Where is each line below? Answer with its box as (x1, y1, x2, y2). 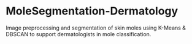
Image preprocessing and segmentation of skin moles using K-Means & (6, 24, 186, 31)
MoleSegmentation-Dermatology (6, 4, 179, 18)
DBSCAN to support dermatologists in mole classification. (6, 30, 152, 37)
